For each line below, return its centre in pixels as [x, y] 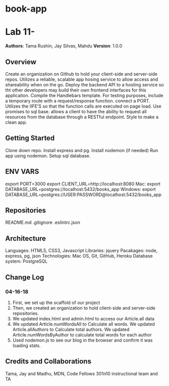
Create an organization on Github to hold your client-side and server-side [81, 74]
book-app [26, 9]
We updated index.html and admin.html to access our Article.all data [83, 318]
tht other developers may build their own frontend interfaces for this [76, 90]
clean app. [16, 122]
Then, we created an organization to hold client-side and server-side [84, 308]
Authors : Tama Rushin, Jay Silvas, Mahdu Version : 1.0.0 [64, 46]
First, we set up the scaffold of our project [56, 302]
